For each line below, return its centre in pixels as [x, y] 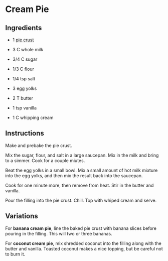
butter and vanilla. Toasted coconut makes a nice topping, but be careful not [84, 248]
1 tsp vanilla [24, 108]
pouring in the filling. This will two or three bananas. [59, 233]
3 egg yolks [25, 88]
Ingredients [24, 28]
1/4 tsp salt [24, 79]
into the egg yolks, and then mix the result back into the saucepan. [74, 175]
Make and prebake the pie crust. [39, 145]
